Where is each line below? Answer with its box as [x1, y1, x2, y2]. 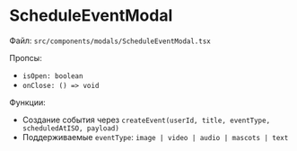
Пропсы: [9, 52, 42, 63]
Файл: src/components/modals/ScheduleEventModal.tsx [9, 35, 211, 46]
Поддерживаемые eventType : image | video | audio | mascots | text [22, 131, 289, 142]
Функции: [9, 96, 47, 108]
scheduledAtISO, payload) [22, 123, 119, 133]
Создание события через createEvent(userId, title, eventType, [22, 114, 271, 125]
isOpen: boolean [22, 71, 83, 81]
